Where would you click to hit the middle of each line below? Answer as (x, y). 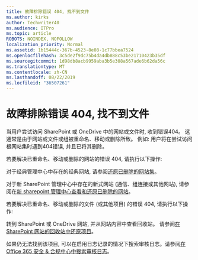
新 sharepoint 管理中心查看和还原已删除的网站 (73, 191)
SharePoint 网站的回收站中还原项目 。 (51, 231)
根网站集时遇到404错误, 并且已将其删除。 (57, 146)
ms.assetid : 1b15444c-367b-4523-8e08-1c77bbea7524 (70, 50)
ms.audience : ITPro (30, 28)
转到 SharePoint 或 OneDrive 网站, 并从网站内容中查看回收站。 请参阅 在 (93, 224)
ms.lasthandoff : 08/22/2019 (41, 77)
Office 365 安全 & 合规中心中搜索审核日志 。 (59, 251)
